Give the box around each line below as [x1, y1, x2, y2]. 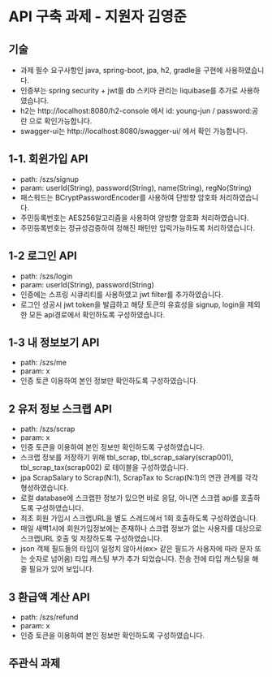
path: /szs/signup [19, 174, 80, 183]
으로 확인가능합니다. [28, 116, 93, 126]
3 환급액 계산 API [8, 590, 91, 604]
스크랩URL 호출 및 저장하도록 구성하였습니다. [19, 533, 162, 544]
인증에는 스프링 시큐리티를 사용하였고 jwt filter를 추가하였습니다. [19, 289, 223, 299]
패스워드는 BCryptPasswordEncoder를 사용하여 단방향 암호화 [19, 192, 218, 202]
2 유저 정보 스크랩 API [8, 402, 112, 416]
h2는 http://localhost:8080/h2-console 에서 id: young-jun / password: [19, 106, 253, 115]
